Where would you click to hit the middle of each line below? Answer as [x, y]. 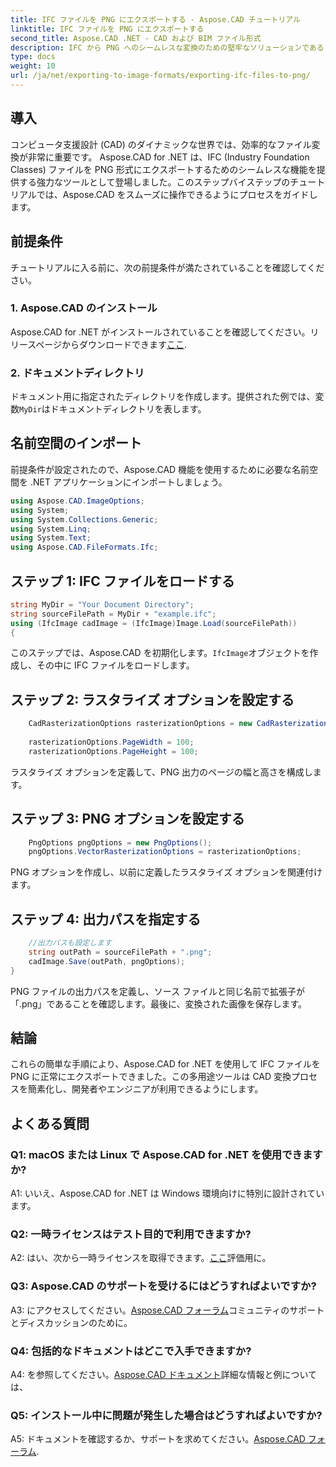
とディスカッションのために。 [71, 1322]
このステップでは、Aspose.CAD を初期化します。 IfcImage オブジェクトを [160, 653]
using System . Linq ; [51, 529]
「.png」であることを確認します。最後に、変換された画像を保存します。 [159, 1003]
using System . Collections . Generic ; [84, 519]
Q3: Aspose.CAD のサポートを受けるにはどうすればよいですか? [163, 1286]
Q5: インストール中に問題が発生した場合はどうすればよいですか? [166, 1415]
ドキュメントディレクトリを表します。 [128, 409]
